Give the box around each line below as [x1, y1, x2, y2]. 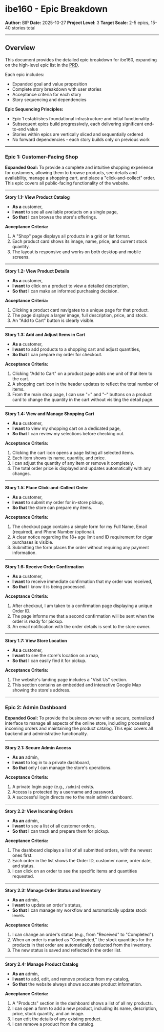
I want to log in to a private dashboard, [12, 760, 90, 766]
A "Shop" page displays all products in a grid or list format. [12, 233, 130, 239]
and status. [12, 863, 35, 869]
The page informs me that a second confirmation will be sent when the [12, 613, 155, 619]
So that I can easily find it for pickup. [12, 658, 87, 663]
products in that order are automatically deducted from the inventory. [12, 942, 151, 948]
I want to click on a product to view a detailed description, [12, 283, 129, 289]
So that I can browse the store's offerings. [12, 214, 98, 220]
